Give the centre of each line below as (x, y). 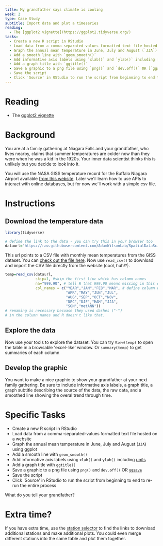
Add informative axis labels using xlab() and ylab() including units (79, 459)
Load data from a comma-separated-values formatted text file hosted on (85, 433)
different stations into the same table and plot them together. (65, 538)
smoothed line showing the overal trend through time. (59, 395)
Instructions (30, 203)
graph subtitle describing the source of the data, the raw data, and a (73, 390)
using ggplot (24, 449)
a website (22, 439)
